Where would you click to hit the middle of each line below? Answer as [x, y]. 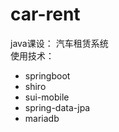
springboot [47, 75]
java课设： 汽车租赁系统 [59, 43]
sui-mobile [47, 97]
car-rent [45, 14]
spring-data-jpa [57, 107]
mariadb [42, 118]
